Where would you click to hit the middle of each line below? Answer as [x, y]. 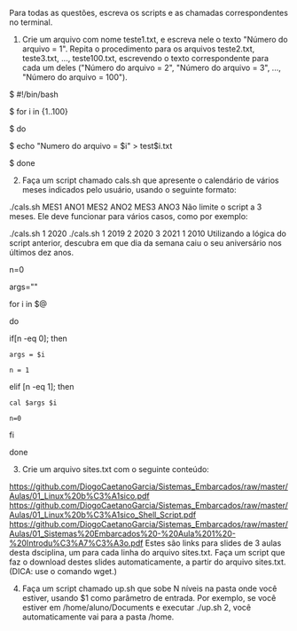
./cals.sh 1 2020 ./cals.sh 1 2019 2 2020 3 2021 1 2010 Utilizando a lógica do [148, 233]
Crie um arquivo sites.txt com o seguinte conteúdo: [116, 469]
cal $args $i [33, 403]
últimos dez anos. [41, 252]
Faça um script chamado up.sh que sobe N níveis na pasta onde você [149, 588]
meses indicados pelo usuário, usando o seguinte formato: [129, 189]
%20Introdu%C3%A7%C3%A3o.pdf [76, 543]
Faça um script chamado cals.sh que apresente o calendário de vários [150, 180]
